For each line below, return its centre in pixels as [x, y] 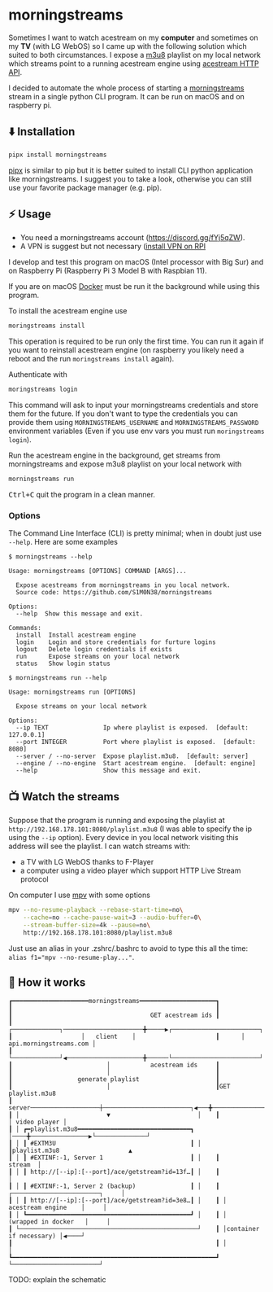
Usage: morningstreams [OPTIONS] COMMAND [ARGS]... [97, 572]
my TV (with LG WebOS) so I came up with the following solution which [128, 46]
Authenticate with [38, 374]
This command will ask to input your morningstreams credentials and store [133, 405]
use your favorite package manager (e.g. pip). [85, 187]
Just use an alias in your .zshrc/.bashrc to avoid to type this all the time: [128, 948]
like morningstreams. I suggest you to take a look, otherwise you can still [130, 179]
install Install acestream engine [76, 635]
